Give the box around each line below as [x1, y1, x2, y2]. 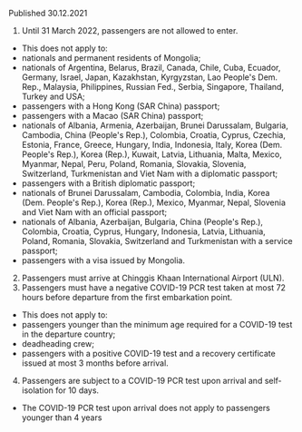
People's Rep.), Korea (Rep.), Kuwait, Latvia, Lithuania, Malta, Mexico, [21, 149, 282, 160]
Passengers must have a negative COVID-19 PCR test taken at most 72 [21, 282, 287, 293]
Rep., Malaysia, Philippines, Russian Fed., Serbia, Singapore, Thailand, [21, 82, 285, 92]
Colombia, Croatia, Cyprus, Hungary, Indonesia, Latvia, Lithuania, [21, 226, 267, 237]
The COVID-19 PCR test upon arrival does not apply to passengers [21, 403, 271, 413]
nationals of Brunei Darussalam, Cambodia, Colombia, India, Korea [21, 188, 270, 198]
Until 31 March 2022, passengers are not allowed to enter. [21, 25, 239, 35]
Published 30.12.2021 [8, 8, 88, 18]
